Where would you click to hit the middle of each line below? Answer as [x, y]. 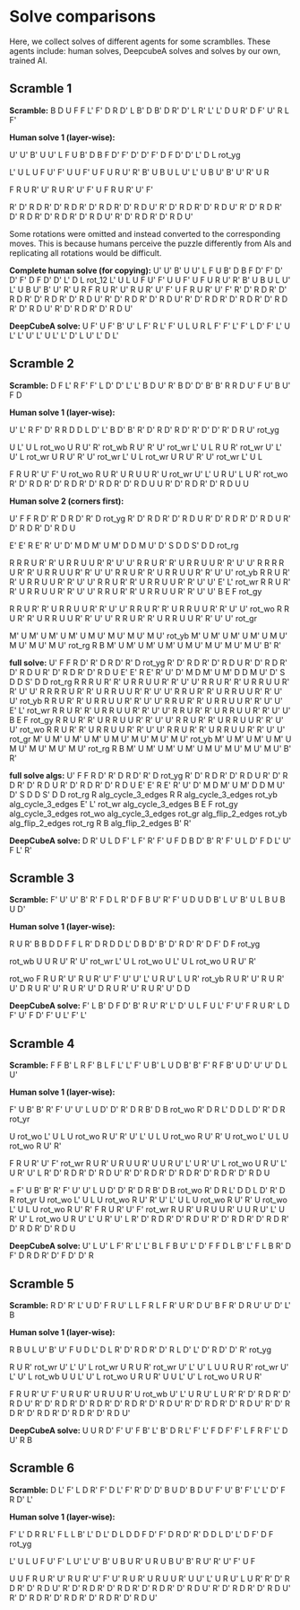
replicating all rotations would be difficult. [86, 252]
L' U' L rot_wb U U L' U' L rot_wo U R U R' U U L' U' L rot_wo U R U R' [136, 1377]
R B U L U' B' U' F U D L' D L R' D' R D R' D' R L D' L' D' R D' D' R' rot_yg [140, 1350]
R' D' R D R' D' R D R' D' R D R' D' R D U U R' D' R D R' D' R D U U [129, 483]
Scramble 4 [42, 1043]
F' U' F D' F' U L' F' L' [48, 1016]
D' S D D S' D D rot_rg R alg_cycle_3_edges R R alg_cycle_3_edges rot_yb [143, 794]
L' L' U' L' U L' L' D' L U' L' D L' [64, 335]
